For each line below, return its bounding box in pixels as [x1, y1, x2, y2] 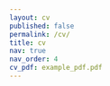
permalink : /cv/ [9, 30, 70, 39]
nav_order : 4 [9, 55, 59, 64]
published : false [9, 21, 75, 30]
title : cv [9, 38, 47, 47]
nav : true [9, 47, 47, 56]
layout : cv [9, 13, 50, 22]
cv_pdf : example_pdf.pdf [9, 64, 103, 73]
